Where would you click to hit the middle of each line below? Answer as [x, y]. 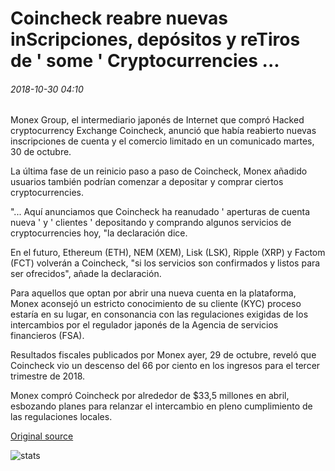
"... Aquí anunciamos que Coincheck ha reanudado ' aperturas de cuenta [160, 212]
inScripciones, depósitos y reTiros [155, 39]
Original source [42, 436]
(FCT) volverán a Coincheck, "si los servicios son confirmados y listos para [165, 263]
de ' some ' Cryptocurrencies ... [145, 61]
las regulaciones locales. [61, 417]
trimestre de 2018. [48, 376]
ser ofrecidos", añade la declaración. [86, 274]
